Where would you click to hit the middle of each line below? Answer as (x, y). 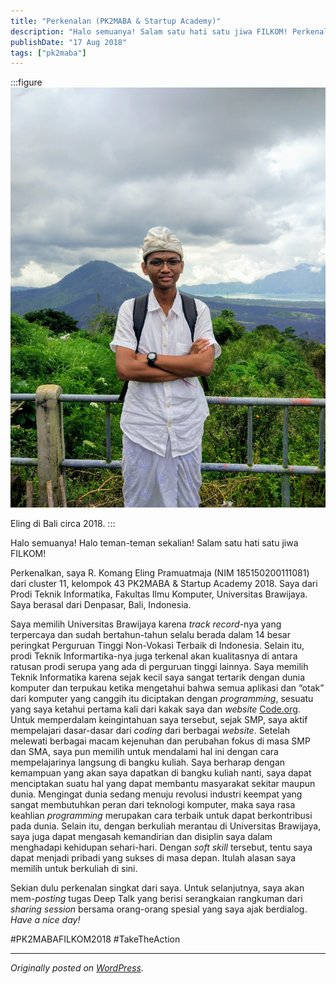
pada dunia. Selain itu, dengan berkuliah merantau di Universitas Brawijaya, (166, 826)
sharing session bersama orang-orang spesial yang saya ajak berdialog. (159, 909)
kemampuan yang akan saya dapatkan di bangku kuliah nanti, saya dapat (161, 773)
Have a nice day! (45, 920)
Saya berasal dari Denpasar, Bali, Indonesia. (101, 605)
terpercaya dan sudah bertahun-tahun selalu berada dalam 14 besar (150, 635)
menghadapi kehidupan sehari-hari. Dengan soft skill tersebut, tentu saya (161, 847)
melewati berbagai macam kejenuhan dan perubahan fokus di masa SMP (160, 741)
